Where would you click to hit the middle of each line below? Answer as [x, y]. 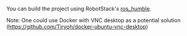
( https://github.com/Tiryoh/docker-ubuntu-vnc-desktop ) [77, 27]
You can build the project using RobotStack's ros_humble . [79, 9]
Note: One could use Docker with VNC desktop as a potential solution [94, 20]
